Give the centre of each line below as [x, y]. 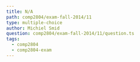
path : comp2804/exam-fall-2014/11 [49, 17]
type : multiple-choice [34, 22]
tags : [13, 39]
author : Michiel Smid [33, 28]
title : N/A [20, 12]
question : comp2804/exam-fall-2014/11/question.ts [70, 34]
